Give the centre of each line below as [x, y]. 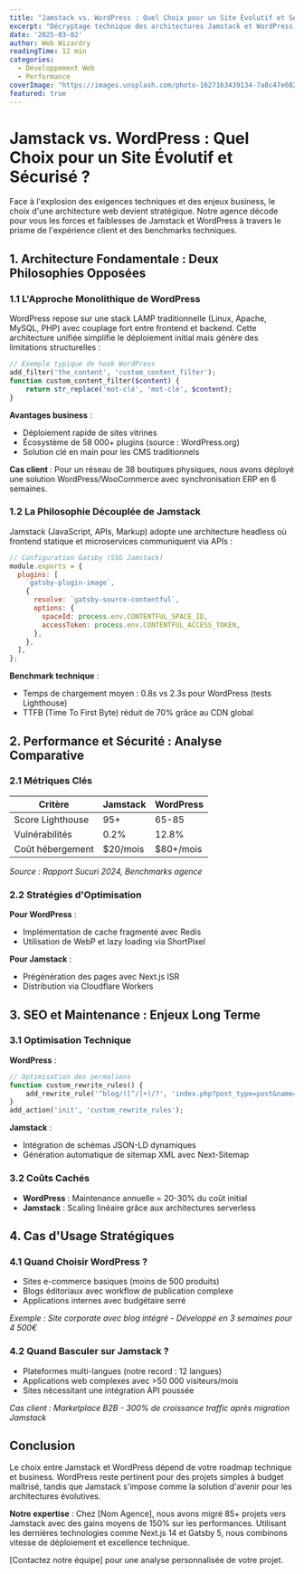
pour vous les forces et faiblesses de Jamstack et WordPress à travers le [146, 221]
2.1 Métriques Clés [51, 781]
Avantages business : [51, 415]
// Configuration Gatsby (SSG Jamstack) [87, 557]
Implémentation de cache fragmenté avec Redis [112, 932]
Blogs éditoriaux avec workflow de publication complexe [128, 1291]
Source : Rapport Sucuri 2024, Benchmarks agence [106, 871]
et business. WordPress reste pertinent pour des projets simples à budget [147, 1477]
